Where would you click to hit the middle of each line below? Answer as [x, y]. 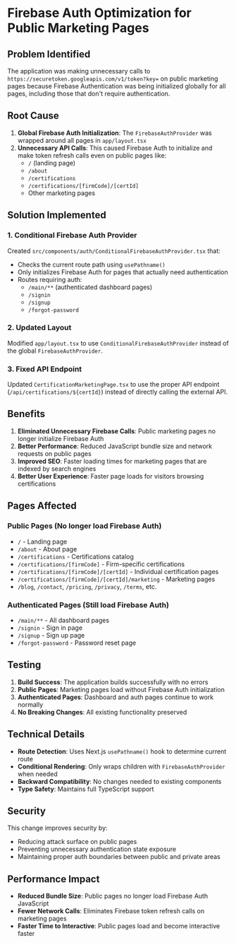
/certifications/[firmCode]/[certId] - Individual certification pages [118, 571]
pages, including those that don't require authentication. [89, 94]
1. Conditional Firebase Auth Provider [72, 235]
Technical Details [46, 734]
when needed [37, 774]
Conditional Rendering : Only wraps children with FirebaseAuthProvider [121, 766]
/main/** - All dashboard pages [63, 620]
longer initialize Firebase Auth [61, 438]
